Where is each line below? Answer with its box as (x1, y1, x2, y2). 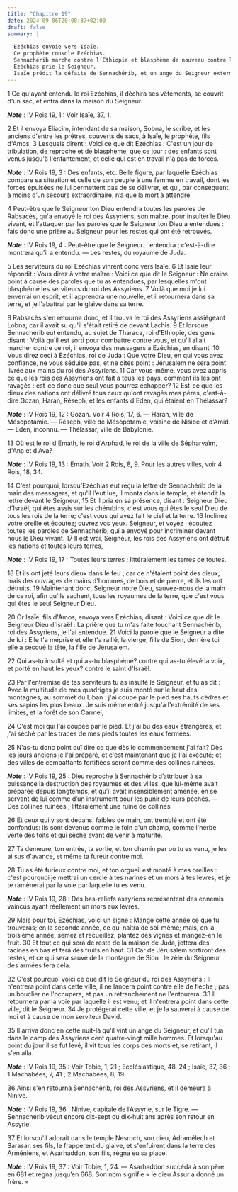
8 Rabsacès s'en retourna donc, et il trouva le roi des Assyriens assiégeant (7, 313, 225, 322)
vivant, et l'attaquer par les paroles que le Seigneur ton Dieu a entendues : (7, 219, 225, 227)
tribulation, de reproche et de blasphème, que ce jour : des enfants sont (7, 147, 217, 155)
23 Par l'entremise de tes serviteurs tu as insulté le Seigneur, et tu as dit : (7, 677, 221, 686)
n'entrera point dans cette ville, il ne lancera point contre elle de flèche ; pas (7, 982, 229, 991)
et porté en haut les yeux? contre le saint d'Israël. (7, 664, 152, 673)
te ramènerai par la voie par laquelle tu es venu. (7, 880, 147, 889)
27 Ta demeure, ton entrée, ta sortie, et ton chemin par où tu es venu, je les (7, 844, 227, 853)
